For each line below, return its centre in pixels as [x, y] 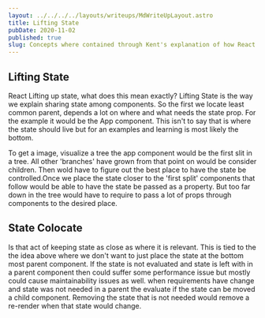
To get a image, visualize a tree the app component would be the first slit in [130, 153]
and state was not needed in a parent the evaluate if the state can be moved [132, 289]
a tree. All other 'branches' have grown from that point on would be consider [132, 161]
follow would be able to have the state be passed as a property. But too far [129, 186]
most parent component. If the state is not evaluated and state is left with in [131, 264]
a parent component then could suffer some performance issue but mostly [129, 272]
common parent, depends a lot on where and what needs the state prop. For [132, 112]
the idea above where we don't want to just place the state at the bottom [126, 255]
